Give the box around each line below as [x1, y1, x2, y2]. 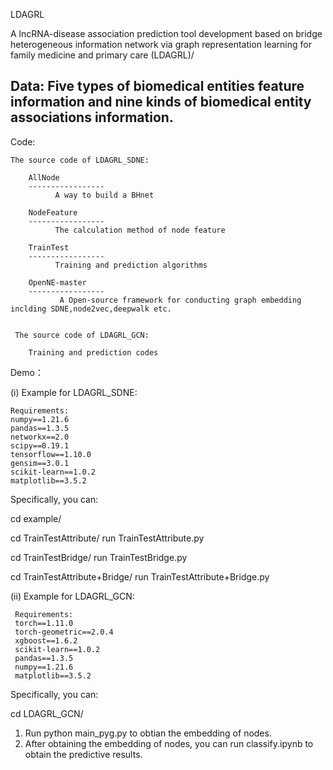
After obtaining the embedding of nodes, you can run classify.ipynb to [24, 737, 314, 749]
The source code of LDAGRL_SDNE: [10, 155, 150, 165]
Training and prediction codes [28, 347, 159, 358]
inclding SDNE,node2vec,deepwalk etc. [10, 304, 172, 314]
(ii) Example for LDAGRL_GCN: [10, 590, 135, 602]
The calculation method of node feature [54, 225, 226, 235]
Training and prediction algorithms [54, 260, 208, 270]
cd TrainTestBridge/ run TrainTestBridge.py [10, 551, 188, 563]
